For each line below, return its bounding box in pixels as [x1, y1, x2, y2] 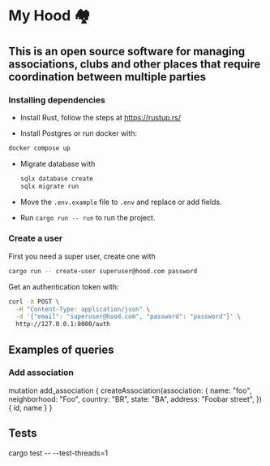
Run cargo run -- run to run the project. [19, 212, 156, 222]
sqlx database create [19, 174, 93, 183]
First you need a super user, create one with [8, 251, 156, 261]
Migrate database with [19, 159, 96, 168]
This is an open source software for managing [8, 44, 246, 58]
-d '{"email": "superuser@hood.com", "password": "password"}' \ [15, 312, 242, 321]
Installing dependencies [8, 94, 105, 106]
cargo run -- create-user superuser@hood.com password [8, 267, 198, 275]
